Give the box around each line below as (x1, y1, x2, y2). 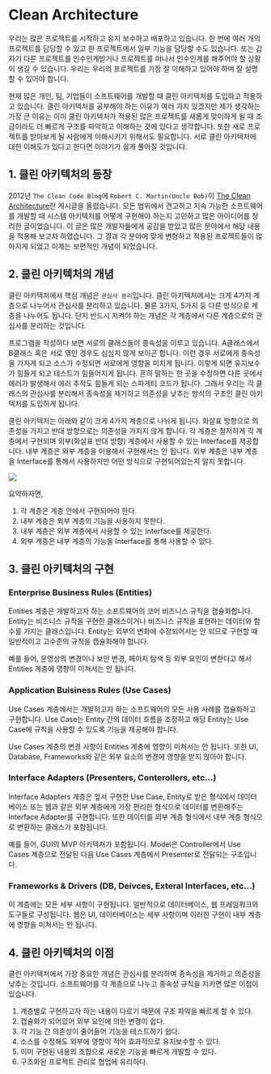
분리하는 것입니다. (29, 321, 87, 330)
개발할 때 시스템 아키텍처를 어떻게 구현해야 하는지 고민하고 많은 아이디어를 (16, 210, 251, 220)
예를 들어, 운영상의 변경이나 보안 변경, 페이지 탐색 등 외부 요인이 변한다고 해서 (8, 654, 252, 664)
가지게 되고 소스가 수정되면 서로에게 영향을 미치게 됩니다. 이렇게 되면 (16, 358, 233, 367)
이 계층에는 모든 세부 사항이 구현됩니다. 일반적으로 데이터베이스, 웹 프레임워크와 (8, 900, 259, 910)
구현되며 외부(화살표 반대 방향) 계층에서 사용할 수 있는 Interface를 (29, 435, 238, 446)
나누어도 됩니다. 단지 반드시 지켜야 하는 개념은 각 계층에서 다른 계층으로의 (23, 310, 255, 321)
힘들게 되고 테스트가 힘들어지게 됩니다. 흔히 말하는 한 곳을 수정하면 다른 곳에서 (16, 368, 263, 378)
